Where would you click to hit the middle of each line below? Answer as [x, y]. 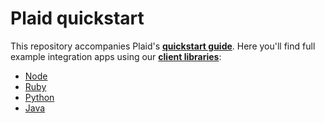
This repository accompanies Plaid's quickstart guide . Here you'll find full [163, 46]
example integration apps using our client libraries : [116, 56]
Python [39, 97]
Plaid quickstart [77, 18]
